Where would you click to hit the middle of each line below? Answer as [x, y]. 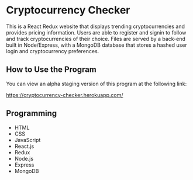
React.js [24, 146]
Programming [32, 114]
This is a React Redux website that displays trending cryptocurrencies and [96, 26]
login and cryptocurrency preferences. [53, 51]
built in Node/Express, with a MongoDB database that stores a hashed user [96, 45]
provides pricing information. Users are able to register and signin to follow [96, 32]
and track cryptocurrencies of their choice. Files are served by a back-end [96, 39]
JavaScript [27, 140]
